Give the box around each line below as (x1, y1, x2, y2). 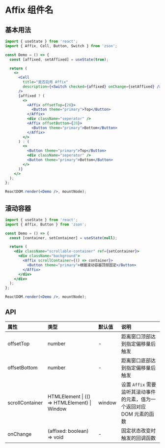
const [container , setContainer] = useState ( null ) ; (9, 235, 118, 240)
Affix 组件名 (5, 4, 54, 16)
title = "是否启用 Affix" (23, 80, 69, 85)
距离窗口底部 (121, 357, 151, 364)
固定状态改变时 (121, 427, 156, 434)
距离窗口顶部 (121, 333, 151, 340)
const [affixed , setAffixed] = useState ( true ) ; (9, 57, 109, 62)
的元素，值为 (121, 396, 151, 403)
